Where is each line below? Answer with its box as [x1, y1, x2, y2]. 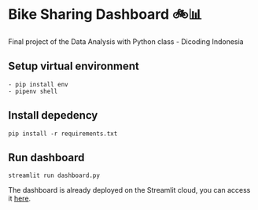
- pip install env [8, 80, 68, 88]
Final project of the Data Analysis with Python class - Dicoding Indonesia [8, 36, 244, 46]
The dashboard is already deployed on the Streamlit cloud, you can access [8, 186, 251, 195]
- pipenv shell [8, 87, 58, 95]
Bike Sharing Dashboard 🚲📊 [8, 6, 203, 24]
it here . [8, 193, 31, 204]
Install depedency [8, 109, 98, 122]
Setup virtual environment [8, 60, 140, 73]
